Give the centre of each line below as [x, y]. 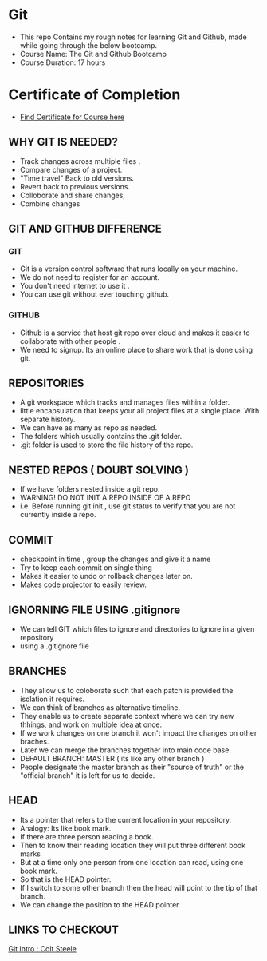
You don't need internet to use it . [75, 286]
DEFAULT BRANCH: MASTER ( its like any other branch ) [112, 758]
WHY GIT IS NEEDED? [63, 142]
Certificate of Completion [94, 95]
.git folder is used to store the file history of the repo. [106, 445]
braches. [34, 741]
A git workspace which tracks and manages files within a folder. [125, 402]
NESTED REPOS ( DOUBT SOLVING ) [99, 470]
